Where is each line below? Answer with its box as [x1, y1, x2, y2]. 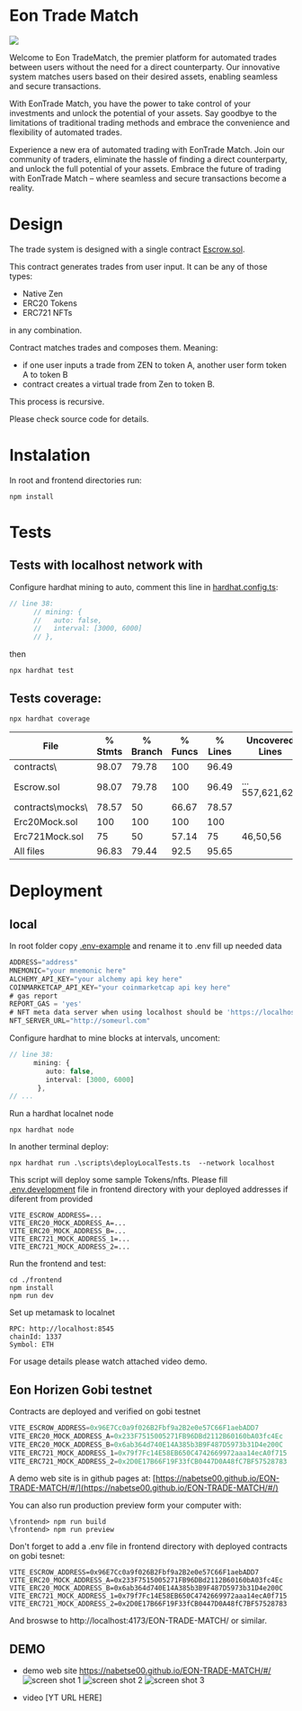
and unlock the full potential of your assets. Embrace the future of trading [9, 163, 281, 174]
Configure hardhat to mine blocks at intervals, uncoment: [9, 1033, 220, 1044]
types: [9, 271, 33, 282]
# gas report [9, 991, 58, 1000]
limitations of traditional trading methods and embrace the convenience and [9, 117, 290, 128]
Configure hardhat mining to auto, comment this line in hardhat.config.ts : [9, 581, 279, 592]
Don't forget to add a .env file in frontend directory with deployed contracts [9, 1541, 288, 1552]
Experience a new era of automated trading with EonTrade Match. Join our [9, 144, 285, 155]
